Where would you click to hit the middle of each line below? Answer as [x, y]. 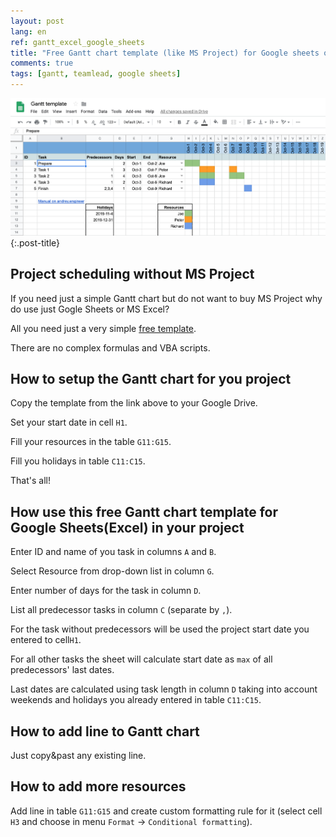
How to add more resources [98, 786]
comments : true [42, 63]
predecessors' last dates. [62, 670]
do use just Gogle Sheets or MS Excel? [90, 309]
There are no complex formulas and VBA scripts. [110, 347]
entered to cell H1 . [46, 640]
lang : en [28, 31]
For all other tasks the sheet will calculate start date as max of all [141, 659]
